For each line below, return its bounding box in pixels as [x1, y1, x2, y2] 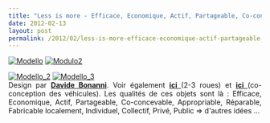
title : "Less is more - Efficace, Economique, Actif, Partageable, [8, 11, 239, 20]
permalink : [8, 34, 45, 43]
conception [8, 89, 47, 99]
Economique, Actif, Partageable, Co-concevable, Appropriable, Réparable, [8, 97, 262, 107]
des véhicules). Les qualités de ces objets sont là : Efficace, [49, 89, 262, 99]
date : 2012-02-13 [8, 19, 67, 27]
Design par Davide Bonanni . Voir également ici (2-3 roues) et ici [8, 80, 244, 90]
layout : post [8, 27, 52, 35]
